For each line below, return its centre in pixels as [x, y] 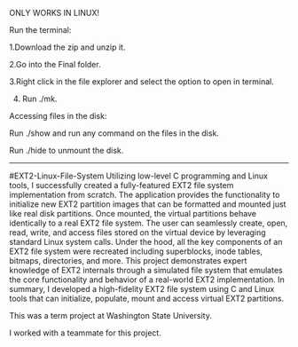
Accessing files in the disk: [58, 116]
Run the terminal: [40, 30]
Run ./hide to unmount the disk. [67, 150]
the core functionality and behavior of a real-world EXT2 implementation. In [147, 280]
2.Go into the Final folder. [55, 64]
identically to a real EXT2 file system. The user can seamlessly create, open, [149, 223]
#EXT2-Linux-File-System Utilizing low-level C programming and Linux [139, 176]
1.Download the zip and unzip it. [67, 47]
